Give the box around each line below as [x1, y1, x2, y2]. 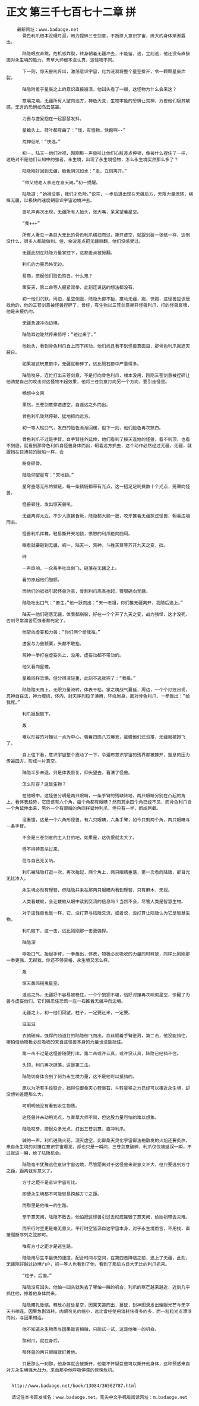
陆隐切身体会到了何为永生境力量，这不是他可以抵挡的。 [21, 1074, 138, 1080]
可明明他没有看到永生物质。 [21, 1103, 80, 1109]
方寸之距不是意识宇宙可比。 [21, 1179, 80, 1185]
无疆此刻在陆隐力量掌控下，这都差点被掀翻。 [21, 250, 115, 256]
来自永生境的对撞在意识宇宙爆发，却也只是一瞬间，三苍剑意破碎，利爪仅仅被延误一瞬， [6, 1144, 188, 1150]
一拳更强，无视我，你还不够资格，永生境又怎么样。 [6, 957, 113, 963]
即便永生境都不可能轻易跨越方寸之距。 [21, 1191, 102, 1197]
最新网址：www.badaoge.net [17, 26, 79, 33]
